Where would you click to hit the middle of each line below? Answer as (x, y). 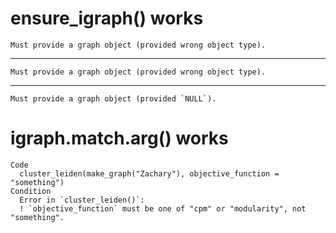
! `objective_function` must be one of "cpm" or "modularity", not (163, 208)
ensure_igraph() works (107, 18)
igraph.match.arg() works (119, 138)
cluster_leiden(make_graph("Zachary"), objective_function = (149, 173)
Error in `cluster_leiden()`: (82, 200)
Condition (31, 191)
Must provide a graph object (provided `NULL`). (113, 98)
